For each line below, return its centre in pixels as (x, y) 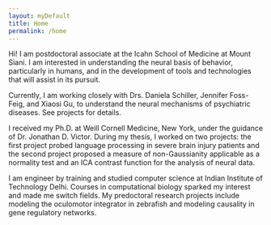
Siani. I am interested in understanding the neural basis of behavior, (121, 62)
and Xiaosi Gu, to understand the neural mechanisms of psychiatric (138, 104)
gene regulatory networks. (53, 213)
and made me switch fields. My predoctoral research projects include (124, 196)
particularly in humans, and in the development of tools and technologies (130, 71)
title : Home (28, 23)
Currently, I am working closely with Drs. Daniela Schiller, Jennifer (118, 96)
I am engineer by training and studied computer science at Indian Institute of (135, 178)
